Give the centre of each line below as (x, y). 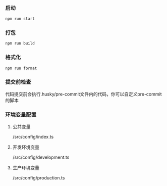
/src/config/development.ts (41, 157)
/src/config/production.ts (39, 178)
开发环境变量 (26, 147)
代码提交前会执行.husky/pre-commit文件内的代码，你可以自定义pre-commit (83, 94)
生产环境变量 (26, 168)
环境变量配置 (21, 115)
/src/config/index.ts (33, 137)
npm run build (20, 43)
